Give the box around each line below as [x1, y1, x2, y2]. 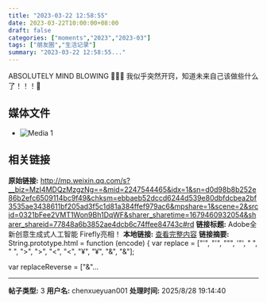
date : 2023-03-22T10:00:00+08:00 [8, 19, 119, 27]
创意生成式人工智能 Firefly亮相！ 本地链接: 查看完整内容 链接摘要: [14, 229, 230, 239]
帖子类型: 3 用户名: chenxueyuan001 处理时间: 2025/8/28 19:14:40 [8, 286, 226, 295]
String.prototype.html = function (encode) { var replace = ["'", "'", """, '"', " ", [8, 238, 258, 247]
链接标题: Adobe [195, 219, 250, 228]
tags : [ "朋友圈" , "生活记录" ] [8, 41, 97, 49]
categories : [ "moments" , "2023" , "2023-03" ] [8, 33, 151, 42]
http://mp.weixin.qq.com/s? [40, 175, 131, 185]
